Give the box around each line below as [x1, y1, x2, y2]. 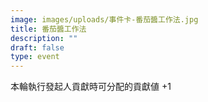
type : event [10, 52, 60, 62]
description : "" [10, 33, 78, 43]
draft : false [10, 42, 65, 53]
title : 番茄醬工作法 [10, 24, 87, 34]
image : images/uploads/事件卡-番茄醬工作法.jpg [10, 14, 199, 25]
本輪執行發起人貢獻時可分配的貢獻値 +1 [10, 81, 172, 93]
